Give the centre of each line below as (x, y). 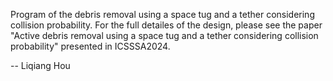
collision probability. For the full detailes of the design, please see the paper (166, 25)
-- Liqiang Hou (40, 65)
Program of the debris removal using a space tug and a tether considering (162, 14)
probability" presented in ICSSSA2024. (90, 46)
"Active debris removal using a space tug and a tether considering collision (164, 35)
